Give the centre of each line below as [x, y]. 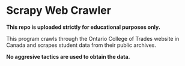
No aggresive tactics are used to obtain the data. [68, 56]
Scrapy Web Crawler [59, 10]
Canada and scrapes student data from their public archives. [81, 45]
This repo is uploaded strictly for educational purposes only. [83, 27]
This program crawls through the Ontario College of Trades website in [93, 38]
